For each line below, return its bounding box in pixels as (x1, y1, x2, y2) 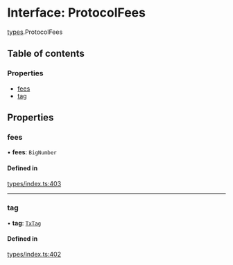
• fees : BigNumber (7, 148, 58, 156)
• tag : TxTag (7, 219, 42, 227)
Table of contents (7, 48, 85, 60)
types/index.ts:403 (7, 179, 62, 188)
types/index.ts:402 (7, 250, 61, 259)
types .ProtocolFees (7, 28, 63, 36)
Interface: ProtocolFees (7, 5, 146, 21)
